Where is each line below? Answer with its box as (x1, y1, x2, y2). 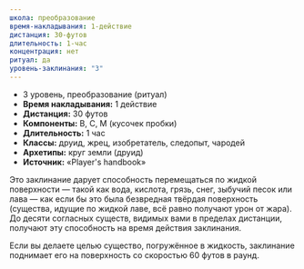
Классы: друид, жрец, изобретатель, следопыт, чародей (22, 137, 246, 148)
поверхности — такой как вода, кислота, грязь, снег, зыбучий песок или (9, 184, 293, 194)
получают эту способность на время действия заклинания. (9, 222, 242, 233)
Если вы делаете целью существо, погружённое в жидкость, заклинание (9, 240, 296, 251)
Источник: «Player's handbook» (22, 156, 147, 167)
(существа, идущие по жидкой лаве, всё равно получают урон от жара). (9, 203, 293, 214)
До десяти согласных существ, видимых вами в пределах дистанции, (9, 213, 283, 224)
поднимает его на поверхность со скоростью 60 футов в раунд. (9, 249, 259, 260)
